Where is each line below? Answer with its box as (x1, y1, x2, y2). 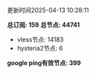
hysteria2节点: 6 (16, 44, 63, 52)
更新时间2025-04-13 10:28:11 (7, 6, 89, 14)
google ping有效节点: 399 (7, 59, 81, 67)
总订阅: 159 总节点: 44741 (7, 21, 80, 29)
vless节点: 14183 (16, 35, 64, 44)
